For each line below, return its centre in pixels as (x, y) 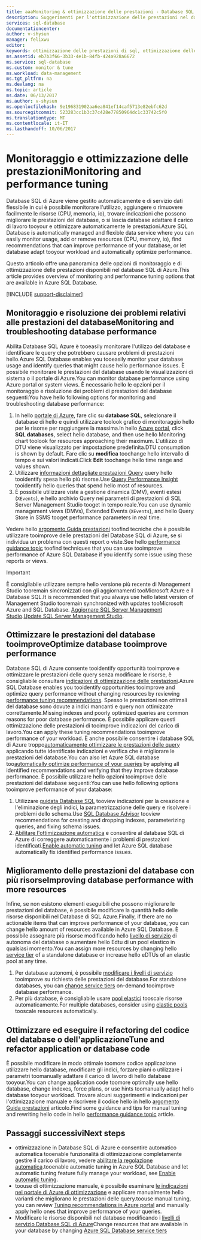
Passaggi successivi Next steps (66, 1133)
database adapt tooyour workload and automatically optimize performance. (99, 251)
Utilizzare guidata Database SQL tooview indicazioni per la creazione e (102, 801)
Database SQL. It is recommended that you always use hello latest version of (100, 597)
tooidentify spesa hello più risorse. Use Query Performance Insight (96, 479)
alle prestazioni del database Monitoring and (90, 323)
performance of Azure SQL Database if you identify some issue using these (99, 554)
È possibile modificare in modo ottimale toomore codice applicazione (91, 1064)
